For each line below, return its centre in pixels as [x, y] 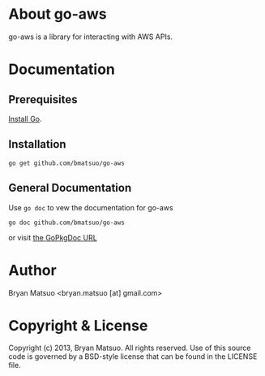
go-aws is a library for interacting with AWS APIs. [90, 37]
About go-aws [58, 14]
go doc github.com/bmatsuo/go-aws [67, 223]
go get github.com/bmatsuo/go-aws [67, 163]
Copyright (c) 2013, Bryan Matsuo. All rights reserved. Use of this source [130, 348]
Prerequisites [43, 99]
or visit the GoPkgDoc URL [53, 237]
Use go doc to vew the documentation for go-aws [91, 207]
